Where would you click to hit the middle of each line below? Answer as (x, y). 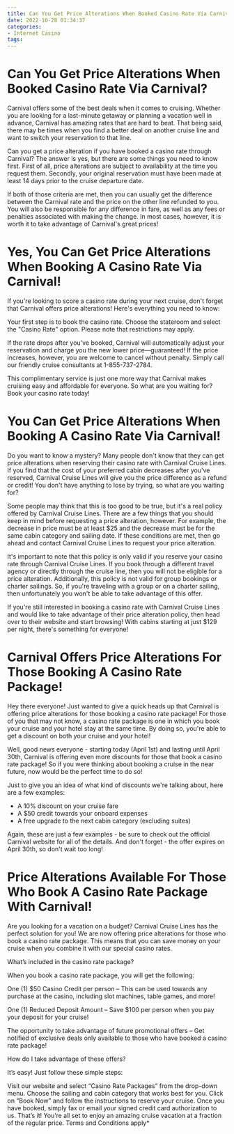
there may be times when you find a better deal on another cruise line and (113, 130)
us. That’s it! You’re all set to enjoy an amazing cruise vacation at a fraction (114, 1115)
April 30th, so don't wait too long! (55, 849)
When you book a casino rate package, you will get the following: (101, 975)
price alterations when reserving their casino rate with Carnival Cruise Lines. (117, 463)
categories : (24, 26)
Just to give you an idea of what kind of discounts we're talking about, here (115, 785)
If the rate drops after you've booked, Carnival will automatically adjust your (116, 343)
